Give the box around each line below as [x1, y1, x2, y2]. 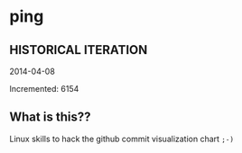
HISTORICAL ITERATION [9, 42, 148, 58]
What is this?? [9, 110, 91, 125]
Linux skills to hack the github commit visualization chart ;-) [9, 133, 235, 144]
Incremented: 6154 [9, 84, 79, 94]
